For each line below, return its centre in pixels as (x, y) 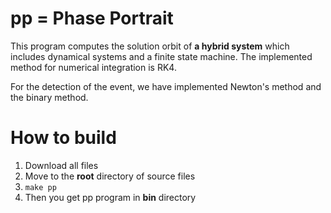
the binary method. (49, 97)
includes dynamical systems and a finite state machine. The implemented (161, 56)
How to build (63, 138)
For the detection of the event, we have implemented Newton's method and (166, 86)
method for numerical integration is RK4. (93, 67)
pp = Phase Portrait (92, 18)
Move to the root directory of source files (110, 176)
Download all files (61, 165)
